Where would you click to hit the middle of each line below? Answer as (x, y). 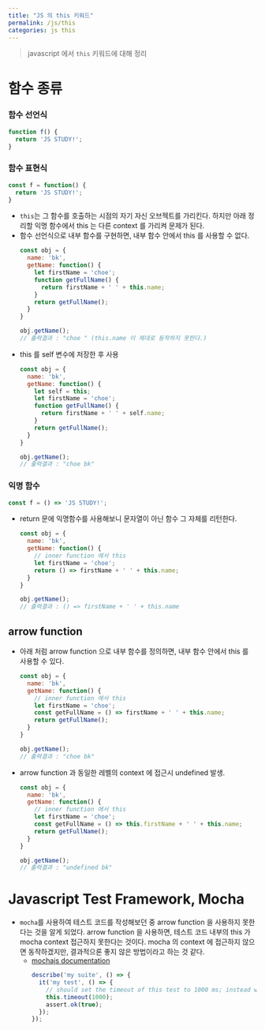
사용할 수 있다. (42, 661)
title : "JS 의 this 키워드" (51, 15)
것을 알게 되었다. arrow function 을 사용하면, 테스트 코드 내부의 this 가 (142, 932)
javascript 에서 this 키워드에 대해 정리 (87, 54)
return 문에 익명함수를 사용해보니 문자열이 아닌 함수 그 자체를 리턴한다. (128, 519)
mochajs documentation (71, 961)
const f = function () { (47, 185)
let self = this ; (63, 391)
